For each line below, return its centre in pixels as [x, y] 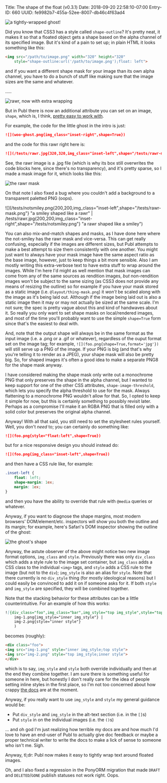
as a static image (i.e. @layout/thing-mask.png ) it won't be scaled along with [83, 292]
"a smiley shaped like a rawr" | [62, 213]
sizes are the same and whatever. [40, 81]
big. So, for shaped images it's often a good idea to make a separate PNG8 [82, 360]
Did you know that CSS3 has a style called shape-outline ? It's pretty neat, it [83, 32]
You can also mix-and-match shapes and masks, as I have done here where [83, 233]
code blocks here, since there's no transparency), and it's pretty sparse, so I [83, 168]
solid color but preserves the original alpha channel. [58, 411]
